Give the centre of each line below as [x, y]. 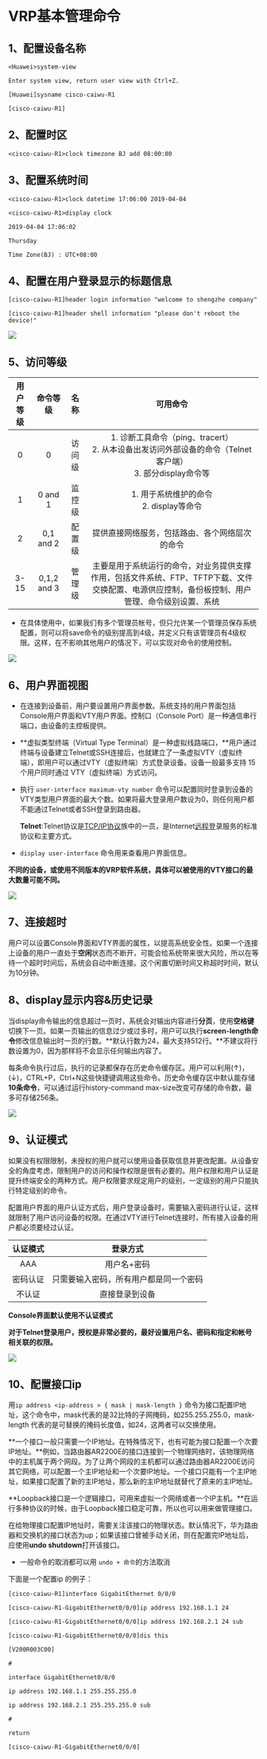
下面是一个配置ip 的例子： [50, 1579]
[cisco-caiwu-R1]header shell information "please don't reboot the [124, 314]
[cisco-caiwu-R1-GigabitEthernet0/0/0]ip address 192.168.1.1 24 [118, 1608]
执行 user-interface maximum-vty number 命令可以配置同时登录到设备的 [136, 789]
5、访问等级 [38, 362]
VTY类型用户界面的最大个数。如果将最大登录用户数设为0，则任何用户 [133, 800]
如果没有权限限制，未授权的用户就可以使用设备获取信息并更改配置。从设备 [130, 1160]
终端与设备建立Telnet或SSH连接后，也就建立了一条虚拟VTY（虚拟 [128, 753]
